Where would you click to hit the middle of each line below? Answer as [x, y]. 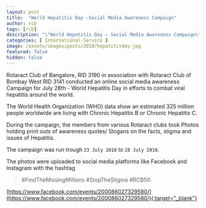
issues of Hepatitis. [31, 138]
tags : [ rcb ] [21, 29]
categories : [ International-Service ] [57, 40]
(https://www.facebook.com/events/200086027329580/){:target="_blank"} [102, 198]
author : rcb [21, 23]
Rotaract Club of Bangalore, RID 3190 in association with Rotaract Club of [99, 75]
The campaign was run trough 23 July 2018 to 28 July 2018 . [83, 149]
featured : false [27, 52]
